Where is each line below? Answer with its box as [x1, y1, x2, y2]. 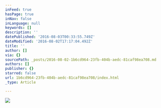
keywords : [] [5, 25, 32, 30]
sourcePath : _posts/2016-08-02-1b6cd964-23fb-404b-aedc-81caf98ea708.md [5, 57, 157, 62]
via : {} [5, 52, 21, 58]
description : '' [5, 30, 38, 35]
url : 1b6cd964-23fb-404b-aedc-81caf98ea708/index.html [5, 75, 119, 80]
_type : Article [5, 80, 36, 85]
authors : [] [5, 62, 29, 66]
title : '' [5, 43, 25, 48]
